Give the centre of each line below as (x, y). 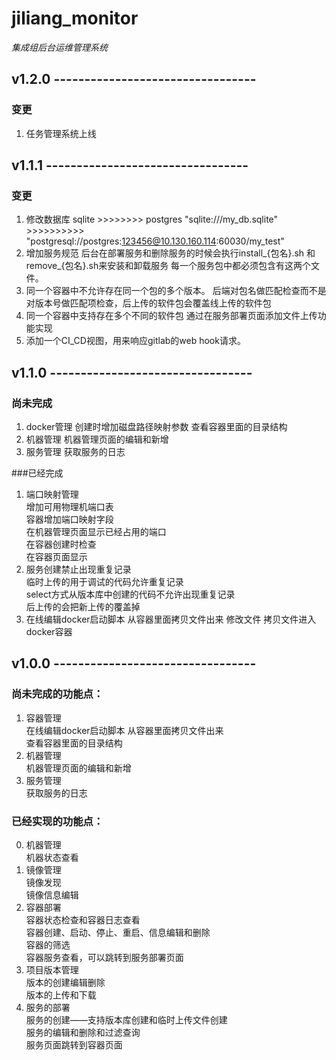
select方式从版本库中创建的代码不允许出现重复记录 (130, 594)
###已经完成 (37, 473)
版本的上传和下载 (61, 994)
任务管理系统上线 (61, 133)
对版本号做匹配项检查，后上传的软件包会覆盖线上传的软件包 (148, 303)
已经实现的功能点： (57, 821)
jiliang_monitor (75, 18)
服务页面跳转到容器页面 (74, 1044)
